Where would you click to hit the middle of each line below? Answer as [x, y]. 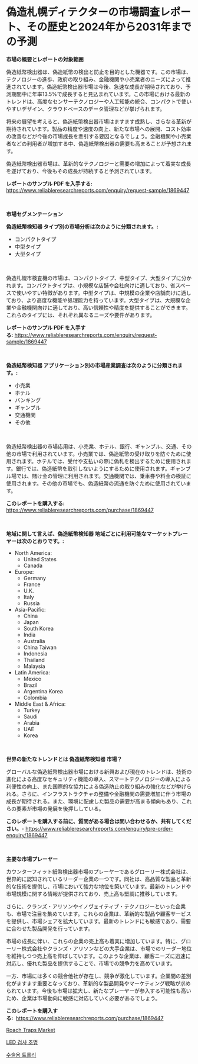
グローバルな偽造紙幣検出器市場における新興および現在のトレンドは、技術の [99, 772]
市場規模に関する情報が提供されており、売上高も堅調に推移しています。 [93, 893]
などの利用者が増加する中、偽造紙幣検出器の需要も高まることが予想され [99, 143]
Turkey [32, 710]
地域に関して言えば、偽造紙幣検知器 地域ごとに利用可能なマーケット [89, 533]
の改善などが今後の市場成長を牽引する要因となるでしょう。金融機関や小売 [96, 136]
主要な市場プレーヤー [32, 859]
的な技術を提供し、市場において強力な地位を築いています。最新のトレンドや [99, 886]
